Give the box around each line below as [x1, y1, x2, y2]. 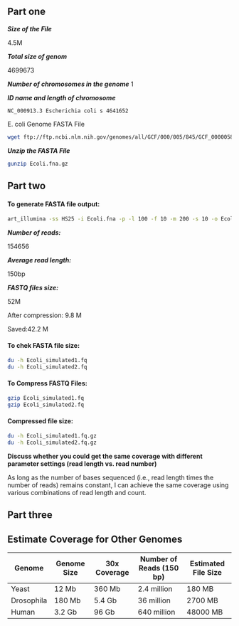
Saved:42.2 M [7, 325, 48, 334]
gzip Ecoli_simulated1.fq [7, 395, 84, 402]
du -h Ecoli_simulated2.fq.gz [7, 439, 97, 447]
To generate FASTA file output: [7, 199, 100, 208]
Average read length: [7, 256, 72, 265]
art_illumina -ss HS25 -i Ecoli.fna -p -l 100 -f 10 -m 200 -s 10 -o [7, 216, 218, 223]
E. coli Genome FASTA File [7, 120, 85, 128]
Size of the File [7, 24, 52, 33]
